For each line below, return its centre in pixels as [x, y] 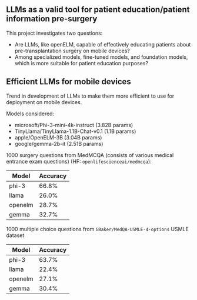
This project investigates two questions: [54, 33]
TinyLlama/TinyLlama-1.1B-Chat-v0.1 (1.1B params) [75, 131]
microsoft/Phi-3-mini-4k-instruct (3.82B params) [74, 125]
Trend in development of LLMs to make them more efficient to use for [90, 96]
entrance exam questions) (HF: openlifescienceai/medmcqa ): [79, 161]
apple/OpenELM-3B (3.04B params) [58, 137]
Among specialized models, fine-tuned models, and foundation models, [101, 57]
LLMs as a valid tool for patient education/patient [98, 10]
